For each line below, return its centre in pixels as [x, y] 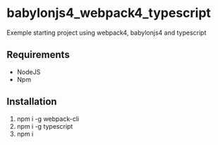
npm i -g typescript [45, 126]
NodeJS [29, 71]
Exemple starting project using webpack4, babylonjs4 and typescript [107, 33]
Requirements [38, 55]
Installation [32, 101]
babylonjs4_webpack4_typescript [109, 13]
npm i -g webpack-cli [48, 119]
